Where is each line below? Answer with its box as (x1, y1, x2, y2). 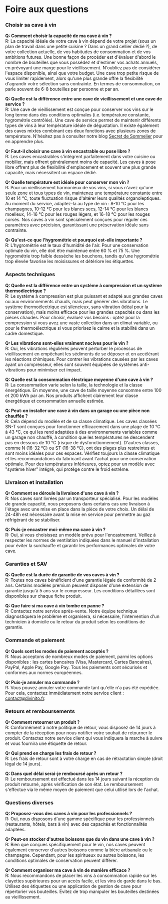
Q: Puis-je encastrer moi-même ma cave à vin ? (5, 527, 106, 533)
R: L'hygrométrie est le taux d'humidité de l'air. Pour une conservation (5, 242, 149, 248)
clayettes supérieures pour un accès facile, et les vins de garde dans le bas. (5, 878, 162, 884)
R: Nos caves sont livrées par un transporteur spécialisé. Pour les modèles (5, 495, 158, 501)
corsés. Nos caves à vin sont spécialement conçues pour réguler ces (5, 217, 147, 223)
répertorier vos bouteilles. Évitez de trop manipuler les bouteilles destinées (5, 888, 159, 894)
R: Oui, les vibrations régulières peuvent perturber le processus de (5, 345, 142, 351)
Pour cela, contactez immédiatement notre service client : (5, 690, 124, 696)
